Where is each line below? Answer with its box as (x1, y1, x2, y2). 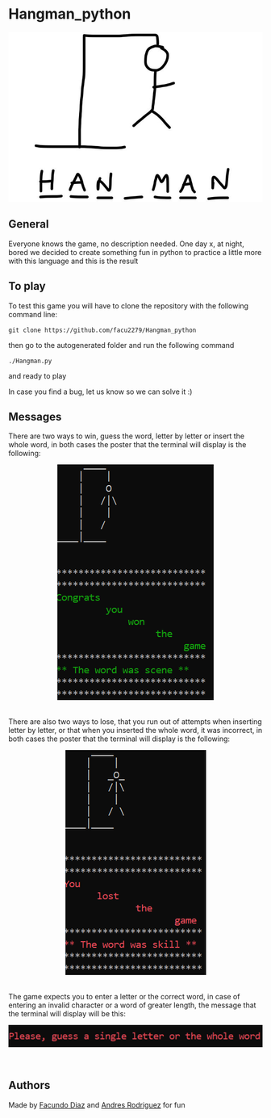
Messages (8, 409, 62, 424)
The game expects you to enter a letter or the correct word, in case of (8, 992, 240, 1002)
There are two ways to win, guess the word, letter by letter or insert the (8, 431, 244, 441)
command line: (8, 309, 58, 319)
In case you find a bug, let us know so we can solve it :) (8, 387, 193, 396)
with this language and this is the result (8, 256, 139, 266)
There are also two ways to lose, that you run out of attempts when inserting (8, 717, 262, 726)
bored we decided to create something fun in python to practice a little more (8, 247, 262, 257)
